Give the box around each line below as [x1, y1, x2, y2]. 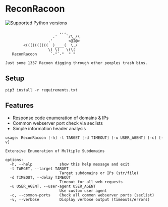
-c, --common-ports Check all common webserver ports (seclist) [10, 192, 155, 197]
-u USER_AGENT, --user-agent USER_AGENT [10, 184, 96, 189]
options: [5, 157, 24, 162]
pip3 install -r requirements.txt [5, 87, 78, 92]
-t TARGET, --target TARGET [10, 166, 69, 171]
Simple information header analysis [12, 125, 86, 131]
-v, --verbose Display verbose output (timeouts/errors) [10, 197, 150, 202]
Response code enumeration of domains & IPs [12, 115, 109, 121]
